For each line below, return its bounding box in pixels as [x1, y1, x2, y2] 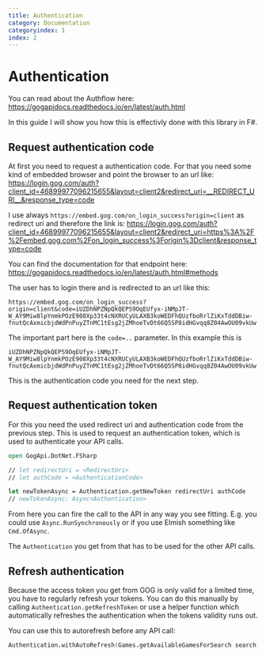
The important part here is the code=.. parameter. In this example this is [8, 333, 242, 342]
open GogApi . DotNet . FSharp [8, 451, 97, 459]
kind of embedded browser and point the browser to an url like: [8, 170, 215, 179]
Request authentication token [8, 398, 158, 412]
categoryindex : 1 [8, 26, 66, 34]
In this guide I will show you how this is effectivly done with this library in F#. [8, 118, 258, 127]
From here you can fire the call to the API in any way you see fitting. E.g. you [8, 509, 257, 519]
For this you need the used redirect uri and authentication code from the [8, 420, 244, 429]
